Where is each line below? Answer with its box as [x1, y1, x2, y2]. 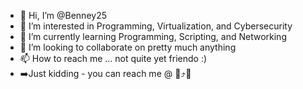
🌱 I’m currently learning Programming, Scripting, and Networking [19, 31, 287, 42]
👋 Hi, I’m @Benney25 [19, 10, 107, 21]
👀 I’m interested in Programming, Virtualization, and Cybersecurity [19, 20, 293, 32]
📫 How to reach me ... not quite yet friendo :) [19, 53, 208, 64]
